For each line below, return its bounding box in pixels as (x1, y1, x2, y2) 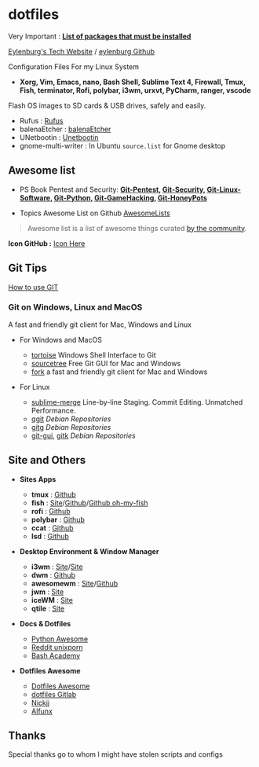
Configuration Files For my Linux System (8, 61, 140, 72)
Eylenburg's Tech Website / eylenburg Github (8, 46, 155, 56)
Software (19, 193, 51, 202)
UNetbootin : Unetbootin (19, 132, 100, 142)
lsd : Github (31, 531, 69, 541)
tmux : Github (31, 490, 76, 499)
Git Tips (8, 262, 47, 275)
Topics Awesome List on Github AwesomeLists (19, 208, 170, 218)
